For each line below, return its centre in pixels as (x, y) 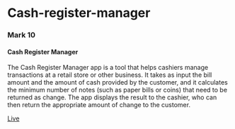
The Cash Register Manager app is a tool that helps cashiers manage (108, 68)
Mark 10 (22, 35)
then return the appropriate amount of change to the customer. (99, 105)
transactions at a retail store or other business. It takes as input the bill (110, 75)
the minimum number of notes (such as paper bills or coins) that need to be (117, 90)
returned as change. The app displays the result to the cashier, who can (112, 97)
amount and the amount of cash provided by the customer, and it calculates (117, 82)
